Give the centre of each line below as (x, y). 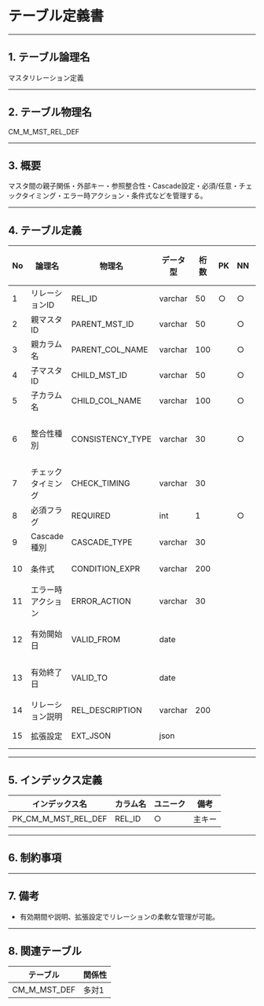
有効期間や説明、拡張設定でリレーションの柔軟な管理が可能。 (119, 916)
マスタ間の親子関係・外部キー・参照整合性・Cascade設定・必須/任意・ (124, 186)
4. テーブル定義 (45, 230)
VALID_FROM (96, 640)
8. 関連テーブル (45, 951)
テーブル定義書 (56, 16)
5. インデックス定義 (55, 780)
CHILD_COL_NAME (106, 401)
